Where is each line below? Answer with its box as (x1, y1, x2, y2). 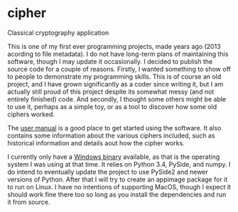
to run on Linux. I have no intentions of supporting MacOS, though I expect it (7, 182, 231, 191)
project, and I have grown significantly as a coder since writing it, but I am (7, 79, 224, 88)
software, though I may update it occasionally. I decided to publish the (7, 57, 213, 65)
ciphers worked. (7, 110, 55, 118)
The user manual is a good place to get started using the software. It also (7, 123, 222, 132)
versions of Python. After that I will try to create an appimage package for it (7, 175, 228, 184)
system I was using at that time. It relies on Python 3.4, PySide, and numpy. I (7, 160, 231, 168)
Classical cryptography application (7, 28, 109, 37)
